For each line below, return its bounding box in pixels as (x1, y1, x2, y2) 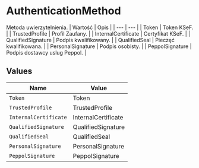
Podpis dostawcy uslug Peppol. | (6, 49, 87, 56)
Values (6, 66, 33, 77)
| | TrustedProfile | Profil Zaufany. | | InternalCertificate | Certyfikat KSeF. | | (6, 30, 191, 37)
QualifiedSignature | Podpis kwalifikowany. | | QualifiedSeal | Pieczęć (6, 36, 175, 43)
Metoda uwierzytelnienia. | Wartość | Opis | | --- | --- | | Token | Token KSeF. (6, 24, 194, 31)
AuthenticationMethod (6, 4, 121, 18)
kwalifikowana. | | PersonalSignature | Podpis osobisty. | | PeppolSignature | (6, 43, 192, 50)
